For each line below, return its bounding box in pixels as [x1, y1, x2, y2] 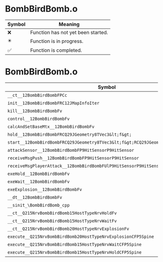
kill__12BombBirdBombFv [7, 108, 63, 114]
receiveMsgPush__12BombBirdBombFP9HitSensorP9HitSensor [7, 155, 139, 160]
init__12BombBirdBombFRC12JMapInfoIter [7, 100, 99, 106]
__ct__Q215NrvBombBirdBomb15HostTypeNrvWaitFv [7, 218, 117, 223]
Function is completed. [30, 47, 82, 54]
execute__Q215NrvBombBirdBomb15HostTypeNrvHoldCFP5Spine [7, 249, 142, 255]
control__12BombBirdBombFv [7, 116, 70, 121]
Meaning [59, 21, 80, 28]
